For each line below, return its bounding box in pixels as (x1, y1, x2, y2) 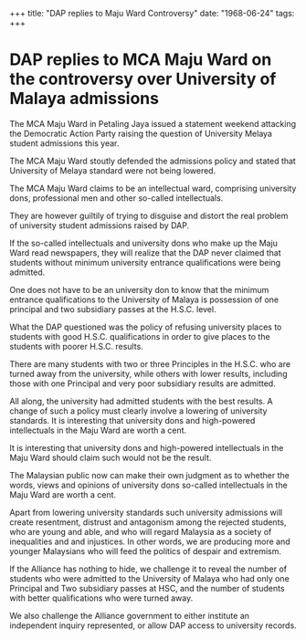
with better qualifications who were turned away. (9, 593, 194, 603)
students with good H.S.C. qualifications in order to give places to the (9, 330, 271, 341)
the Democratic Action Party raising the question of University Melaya (9, 128, 272, 139)
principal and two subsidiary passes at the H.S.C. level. (9, 303, 216, 314)
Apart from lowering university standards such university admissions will (9, 507, 283, 518)
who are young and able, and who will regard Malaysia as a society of (9, 526, 272, 537)
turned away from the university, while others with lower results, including (9, 368, 288, 379)
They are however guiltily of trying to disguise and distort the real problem (9, 210, 289, 221)
